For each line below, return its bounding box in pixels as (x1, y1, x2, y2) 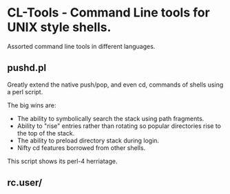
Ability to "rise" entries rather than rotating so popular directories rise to (17, 122, 222, 130)
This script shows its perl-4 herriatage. (7, 157, 118, 165)
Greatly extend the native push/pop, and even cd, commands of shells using (7, 80, 224, 89)
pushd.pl (7, 62, 47, 74)
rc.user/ (7, 177, 43, 188)
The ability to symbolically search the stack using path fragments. (17, 114, 205, 122)
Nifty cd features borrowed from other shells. (17, 143, 146, 152)
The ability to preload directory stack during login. (17, 136, 160, 144)
